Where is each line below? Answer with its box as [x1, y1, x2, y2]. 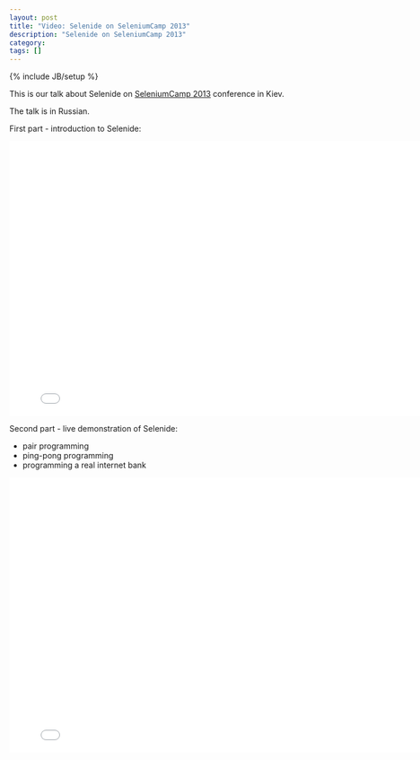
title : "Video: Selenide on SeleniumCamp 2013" [9, 22, 191, 31]
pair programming [22, 441, 90, 451]
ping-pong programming [22, 450, 114, 461]
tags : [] [9, 47, 42, 56]
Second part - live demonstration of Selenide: [9, 424, 178, 434]
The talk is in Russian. [9, 106, 90, 117]
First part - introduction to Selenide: [9, 123, 142, 135]
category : [9, 38, 47, 48]
